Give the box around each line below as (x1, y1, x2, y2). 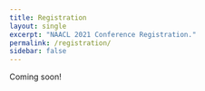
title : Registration (9, 13, 88, 23)
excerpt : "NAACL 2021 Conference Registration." (9, 30, 197, 39)
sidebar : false (9, 47, 67, 56)
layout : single (9, 22, 67, 31)
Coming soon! (9, 71, 62, 82)
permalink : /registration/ (9, 38, 112, 48)
